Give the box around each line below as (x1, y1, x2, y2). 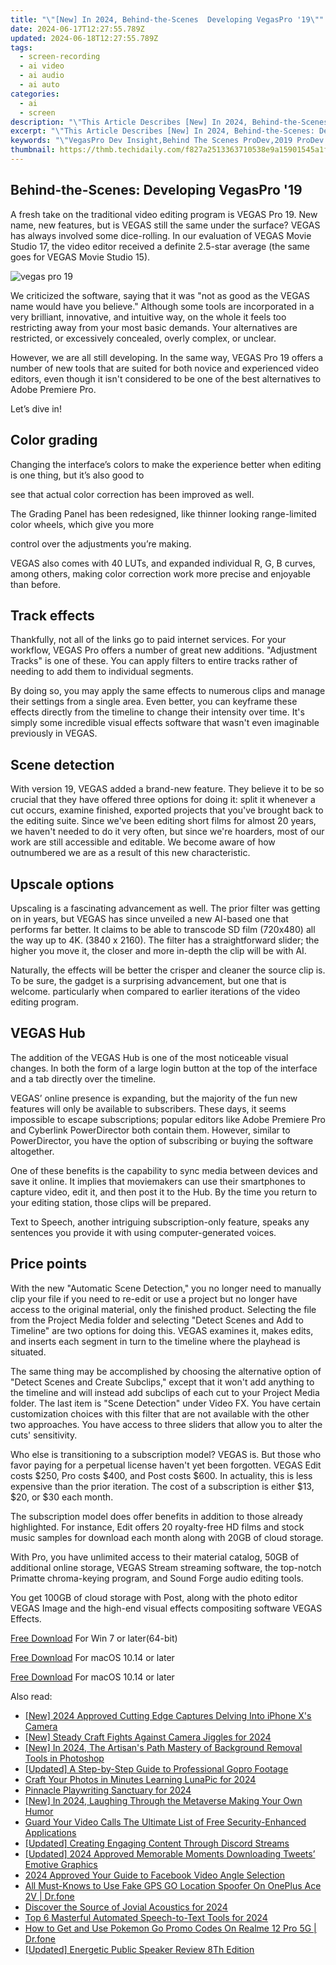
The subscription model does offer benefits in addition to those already (10, 1510, 303, 1522)
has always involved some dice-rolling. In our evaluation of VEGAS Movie (10, 229, 312, 241)
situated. (10, 1346, 47, 1358)
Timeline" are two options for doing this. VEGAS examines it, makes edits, (10, 1324, 314, 1336)
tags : (10, 42, 33, 53)
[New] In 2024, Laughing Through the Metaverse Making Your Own (24, 1794, 303, 1806)
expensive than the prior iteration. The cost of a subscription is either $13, (10, 1480, 315, 1492)
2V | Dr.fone (24, 1890, 75, 1902)
